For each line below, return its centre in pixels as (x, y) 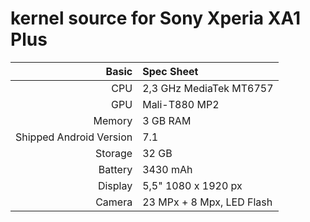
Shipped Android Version (74, 137)
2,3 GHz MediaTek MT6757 (208, 88)
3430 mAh (167, 169)
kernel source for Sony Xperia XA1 (155, 18)
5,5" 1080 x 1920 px (192, 185)
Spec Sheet (170, 71)
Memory (113, 120)
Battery (115, 169)
